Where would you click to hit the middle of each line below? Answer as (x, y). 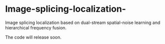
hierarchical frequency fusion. (36, 27)
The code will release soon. (33, 37)
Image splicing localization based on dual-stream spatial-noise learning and (83, 22)
